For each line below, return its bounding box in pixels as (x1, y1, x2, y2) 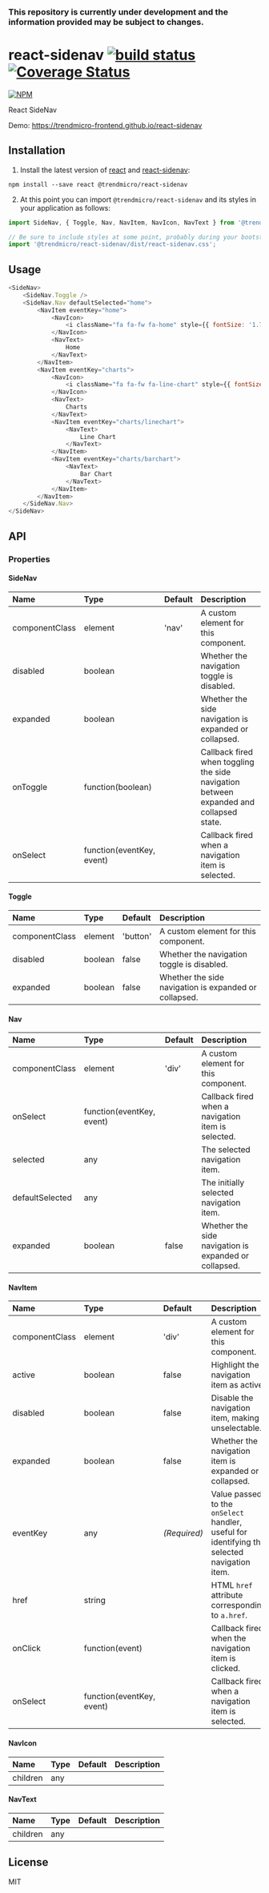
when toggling (200, 756, 255, 767)
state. (200, 816, 222, 828)
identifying (211, 1537, 251, 1548)
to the (211, 1499, 234, 1510)
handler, (211, 1516, 243, 1528)
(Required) (163, 1528, 204, 1539)
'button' (122, 930, 152, 941)
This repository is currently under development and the (8, 6, 228, 18)
